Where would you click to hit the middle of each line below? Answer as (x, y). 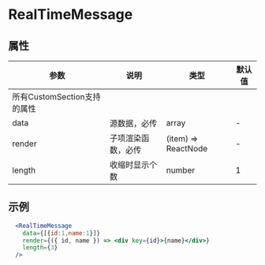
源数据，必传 (133, 123)
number (181, 170)
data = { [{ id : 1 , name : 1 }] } (62, 233)
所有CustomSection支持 (56, 97)
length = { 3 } (40, 248)
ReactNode (187, 149)
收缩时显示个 (133, 165)
